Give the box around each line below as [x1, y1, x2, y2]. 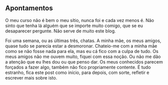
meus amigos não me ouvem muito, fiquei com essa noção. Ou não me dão [5, 53, 161, 59]
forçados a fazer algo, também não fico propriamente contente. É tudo [5, 64, 151, 70]
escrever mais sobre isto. [5, 74, 58, 80]
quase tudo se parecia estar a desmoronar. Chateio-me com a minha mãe [5, 42, 157, 49]
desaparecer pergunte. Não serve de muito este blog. [5, 27, 116, 34]
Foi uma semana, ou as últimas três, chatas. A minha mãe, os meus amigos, [5, 37, 161, 43]
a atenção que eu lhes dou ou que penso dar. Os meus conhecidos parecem [5, 58, 163, 64]
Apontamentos [5, 4, 53, 12]
